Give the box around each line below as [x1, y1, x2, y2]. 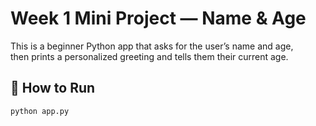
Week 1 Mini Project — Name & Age [10, 7, 307, 30]
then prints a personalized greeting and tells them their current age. [10, 50, 289, 62]
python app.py [10, 106, 70, 116]
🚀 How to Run [10, 80, 96, 97]
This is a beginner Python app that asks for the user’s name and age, [10, 40, 294, 52]
